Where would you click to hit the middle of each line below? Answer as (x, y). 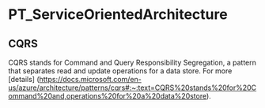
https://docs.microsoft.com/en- (91, 79)
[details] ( (24, 79)
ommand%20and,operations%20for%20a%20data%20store (108, 96)
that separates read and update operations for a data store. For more (120, 71)
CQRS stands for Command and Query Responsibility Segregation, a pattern (132, 62)
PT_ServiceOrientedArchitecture (118, 15)
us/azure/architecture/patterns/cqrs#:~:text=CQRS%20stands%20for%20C (132, 88)
